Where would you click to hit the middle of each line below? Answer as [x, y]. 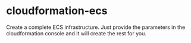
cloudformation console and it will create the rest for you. [76, 33]
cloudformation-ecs [57, 11]
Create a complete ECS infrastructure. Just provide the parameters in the [96, 27]
